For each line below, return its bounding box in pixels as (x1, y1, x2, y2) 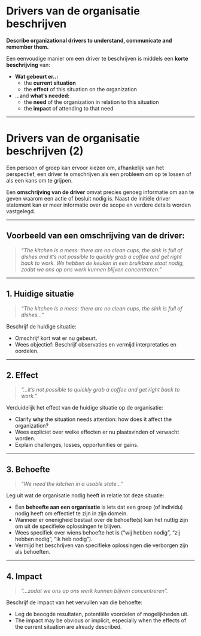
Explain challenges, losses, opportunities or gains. (14, 441, 139, 449)
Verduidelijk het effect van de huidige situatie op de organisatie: (6, 404, 163, 411)
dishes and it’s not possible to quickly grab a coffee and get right (20, 253, 182, 260)
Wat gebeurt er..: (14, 73, 59, 80)
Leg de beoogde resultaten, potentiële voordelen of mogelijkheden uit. (14, 610, 189, 617)
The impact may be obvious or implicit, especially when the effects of (14, 617, 187, 624)
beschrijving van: (6, 61, 50, 68)
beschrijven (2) (6, 144, 84, 158)
